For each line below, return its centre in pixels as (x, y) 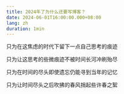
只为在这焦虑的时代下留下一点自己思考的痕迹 (62, 46)
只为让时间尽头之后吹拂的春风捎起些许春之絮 (62, 85)
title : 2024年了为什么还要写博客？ (46, 12)
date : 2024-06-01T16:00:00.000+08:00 (54, 17)
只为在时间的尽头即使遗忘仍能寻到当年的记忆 (62, 72)
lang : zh (17, 23)
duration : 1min (25, 29)
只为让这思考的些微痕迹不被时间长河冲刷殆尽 (62, 59)
